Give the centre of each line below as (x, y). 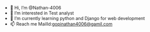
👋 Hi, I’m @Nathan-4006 (36, 8)
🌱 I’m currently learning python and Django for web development (77, 18)
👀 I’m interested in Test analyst (42, 13)
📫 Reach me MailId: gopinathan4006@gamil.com (61, 24)
